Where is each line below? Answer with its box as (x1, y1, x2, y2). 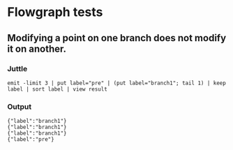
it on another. (7, 43, 67, 54)
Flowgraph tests (7, 4, 103, 20)
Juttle (7, 63, 28, 73)
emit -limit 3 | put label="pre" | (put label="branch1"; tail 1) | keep (7, 80, 227, 87)
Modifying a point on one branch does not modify (7, 32, 227, 44)
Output (7, 102, 32, 112)
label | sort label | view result (7, 85, 108, 93)
